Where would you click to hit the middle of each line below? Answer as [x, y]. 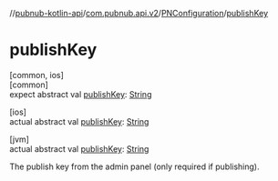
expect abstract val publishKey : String [81, 94]
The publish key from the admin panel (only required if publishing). [134, 166]
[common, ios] [36, 75]
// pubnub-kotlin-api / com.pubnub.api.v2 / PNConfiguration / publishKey [139, 13]
